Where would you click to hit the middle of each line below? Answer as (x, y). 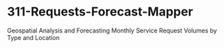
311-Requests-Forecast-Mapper (100, 12)
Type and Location (34, 37)
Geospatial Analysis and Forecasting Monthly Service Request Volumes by (112, 30)
